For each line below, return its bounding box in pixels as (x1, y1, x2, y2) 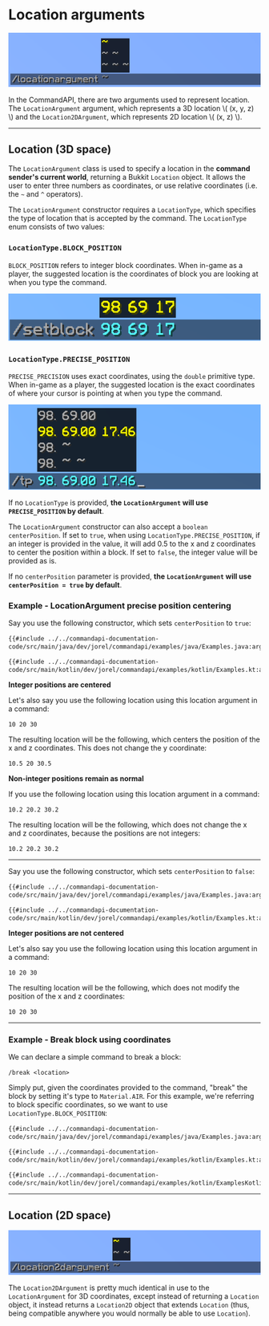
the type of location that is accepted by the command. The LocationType (8, 214, 247, 223)
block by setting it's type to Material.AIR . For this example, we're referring (8, 1092, 255, 1101)
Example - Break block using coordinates (8, 1034, 171, 1045)
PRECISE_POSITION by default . (8, 506, 104, 515)
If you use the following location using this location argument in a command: (8, 789, 260, 799)
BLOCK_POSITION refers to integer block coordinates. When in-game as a (8, 260, 243, 270)
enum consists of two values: (8, 222, 106, 232)
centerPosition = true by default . (8, 580, 122, 589)
